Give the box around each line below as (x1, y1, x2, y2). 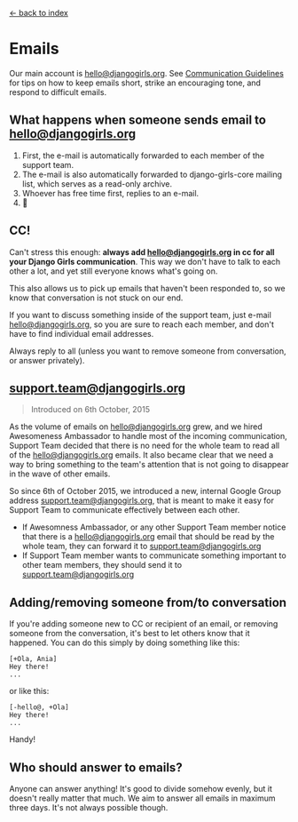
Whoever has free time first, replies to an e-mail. (21, 188, 200, 198)
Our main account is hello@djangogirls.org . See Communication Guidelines (9, 68, 284, 78)
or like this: (9, 686, 50, 697)
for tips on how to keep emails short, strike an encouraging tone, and (9, 77, 262, 88)
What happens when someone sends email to (9, 113, 266, 128)
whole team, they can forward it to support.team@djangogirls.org (21, 541, 262, 552)
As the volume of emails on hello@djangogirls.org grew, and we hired (9, 421, 263, 432)
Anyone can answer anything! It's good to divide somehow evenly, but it (9, 784, 273, 794)
